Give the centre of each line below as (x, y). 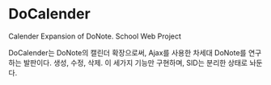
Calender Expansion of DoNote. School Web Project (95, 36)
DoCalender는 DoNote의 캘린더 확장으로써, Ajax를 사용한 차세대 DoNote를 (127, 52)
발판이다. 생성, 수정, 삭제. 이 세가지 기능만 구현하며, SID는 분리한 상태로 (135, 63)
